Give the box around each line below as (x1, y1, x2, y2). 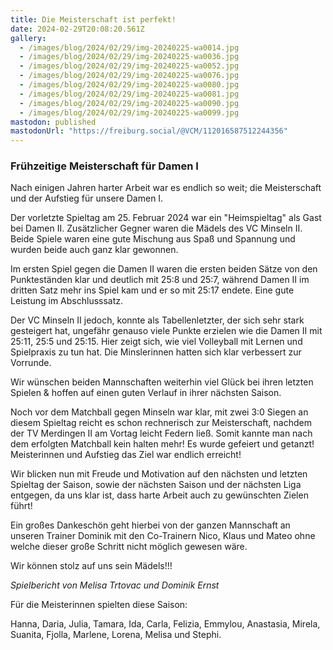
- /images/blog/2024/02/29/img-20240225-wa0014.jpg (19, 42, 240, 53)
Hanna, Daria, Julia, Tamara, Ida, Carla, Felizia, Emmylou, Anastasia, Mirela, (10, 618, 321, 630)
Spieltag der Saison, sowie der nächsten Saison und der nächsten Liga (10, 479, 302, 491)
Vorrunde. (10, 357, 52, 369)
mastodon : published (10, 117, 97, 127)
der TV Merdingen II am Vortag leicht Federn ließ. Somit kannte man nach (10, 427, 313, 440)
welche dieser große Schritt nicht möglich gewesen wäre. (10, 541, 248, 553)
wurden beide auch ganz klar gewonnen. (10, 244, 179, 256)
